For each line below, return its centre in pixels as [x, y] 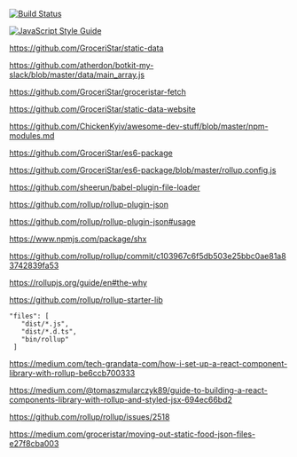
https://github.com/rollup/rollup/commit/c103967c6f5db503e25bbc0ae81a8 [148, 256]
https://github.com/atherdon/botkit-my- [82, 65]
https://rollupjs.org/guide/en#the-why [78, 283]
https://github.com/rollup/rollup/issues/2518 [90, 417]
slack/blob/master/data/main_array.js [77, 75]
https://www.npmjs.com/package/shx [78, 239]
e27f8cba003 [34, 443]
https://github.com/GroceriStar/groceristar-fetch [98, 92]
